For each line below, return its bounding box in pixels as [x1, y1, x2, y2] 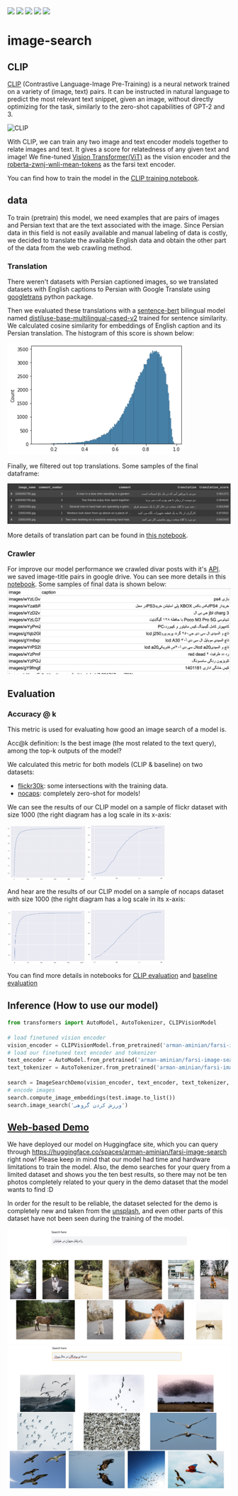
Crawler [7, 549, 35, 559]
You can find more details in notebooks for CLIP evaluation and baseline [7, 972, 217, 980]
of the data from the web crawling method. [7, 243, 132, 252]
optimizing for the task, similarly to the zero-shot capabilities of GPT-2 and [7, 102, 225, 111]
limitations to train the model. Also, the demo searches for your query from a [7, 1163, 230, 1171]
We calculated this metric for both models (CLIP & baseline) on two [7, 760, 203, 769]
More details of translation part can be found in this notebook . [7, 531, 188, 539]
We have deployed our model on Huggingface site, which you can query [7, 1140, 218, 1148]
